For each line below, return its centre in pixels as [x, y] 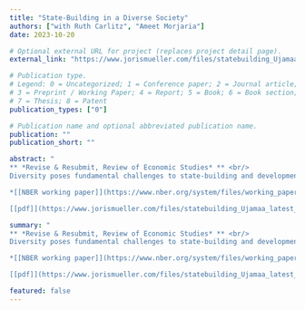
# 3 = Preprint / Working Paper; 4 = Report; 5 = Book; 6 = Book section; [154, 92]
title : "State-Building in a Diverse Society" [99, 18]
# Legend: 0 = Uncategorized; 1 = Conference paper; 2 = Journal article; [154, 84]
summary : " [30, 225]
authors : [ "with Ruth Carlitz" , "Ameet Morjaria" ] [107, 26]
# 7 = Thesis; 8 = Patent [58, 101]
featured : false [40, 291]
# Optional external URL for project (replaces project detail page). [146, 51]
